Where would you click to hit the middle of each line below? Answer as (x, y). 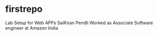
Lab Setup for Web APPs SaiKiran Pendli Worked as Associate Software (79, 23)
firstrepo (24, 9)
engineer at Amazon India (32, 28)
